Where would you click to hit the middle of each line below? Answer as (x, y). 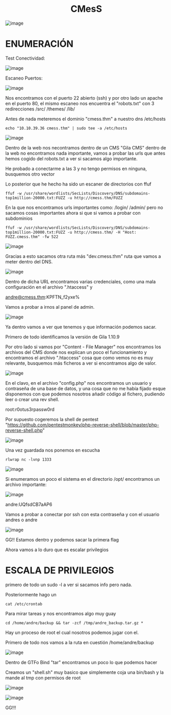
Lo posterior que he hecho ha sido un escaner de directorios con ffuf (78, 184)
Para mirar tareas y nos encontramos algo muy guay (61, 613)
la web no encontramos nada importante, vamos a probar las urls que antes (85, 153)
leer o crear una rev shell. (32, 399)
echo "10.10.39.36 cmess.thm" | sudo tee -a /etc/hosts (66, 128)
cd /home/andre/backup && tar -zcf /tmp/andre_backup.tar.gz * (74, 623)
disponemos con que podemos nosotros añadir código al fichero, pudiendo (85, 394)
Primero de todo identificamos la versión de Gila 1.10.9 (62, 336)
